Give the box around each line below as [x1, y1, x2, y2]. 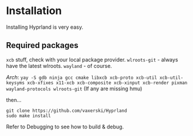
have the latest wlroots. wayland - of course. [6, 62, 113, 69]
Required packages [6, 40, 79, 50]
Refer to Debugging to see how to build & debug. [6, 123, 124, 130]
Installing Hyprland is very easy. [6, 23, 83, 30]
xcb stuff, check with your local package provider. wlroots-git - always [6, 56, 178, 63]
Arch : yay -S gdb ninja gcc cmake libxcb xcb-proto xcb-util [6, 73, 157, 80]
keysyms [6, 80, 25, 86]
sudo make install [6, 113, 51, 118]
